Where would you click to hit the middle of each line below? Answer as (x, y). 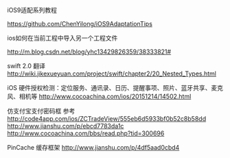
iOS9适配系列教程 (32, 10)
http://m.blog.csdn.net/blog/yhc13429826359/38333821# (89, 52)
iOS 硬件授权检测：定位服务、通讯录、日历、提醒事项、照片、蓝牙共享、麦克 (115, 88)
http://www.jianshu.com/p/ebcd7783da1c (66, 126)
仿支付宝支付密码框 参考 (41, 111)
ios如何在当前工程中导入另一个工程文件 (62, 38)
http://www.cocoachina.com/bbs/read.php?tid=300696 (86, 133)
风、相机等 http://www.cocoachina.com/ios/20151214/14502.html (99, 96)
